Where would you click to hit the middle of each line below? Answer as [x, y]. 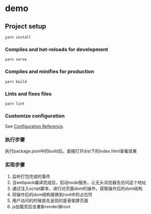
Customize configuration [35, 115]
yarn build [16, 82]
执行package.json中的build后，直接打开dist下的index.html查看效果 [71, 151]
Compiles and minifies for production [49, 71]
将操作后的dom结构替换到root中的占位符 [52, 194]
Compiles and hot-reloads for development [57, 49]
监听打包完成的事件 [31, 176]
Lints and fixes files [28, 94]
